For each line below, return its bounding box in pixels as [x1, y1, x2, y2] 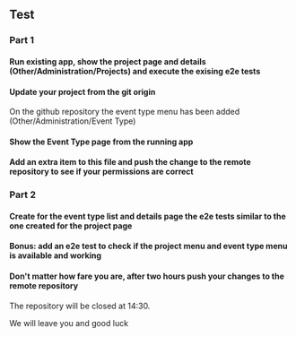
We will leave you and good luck [9, 317, 128, 328]
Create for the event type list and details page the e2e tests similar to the [9, 211, 287, 221]
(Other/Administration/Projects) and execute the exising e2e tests [9, 65, 261, 76]
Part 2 [9, 188, 37, 201]
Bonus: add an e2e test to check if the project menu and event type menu [9, 241, 288, 252]
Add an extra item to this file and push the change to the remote [9, 157, 251, 168]
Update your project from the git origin [9, 86, 156, 97]
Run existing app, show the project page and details [9, 56, 206, 66]
